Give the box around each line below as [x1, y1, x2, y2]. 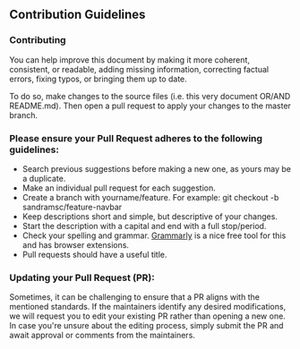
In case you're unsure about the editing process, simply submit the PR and [9, 320, 284, 331]
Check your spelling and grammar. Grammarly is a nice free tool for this [21, 230, 287, 241]
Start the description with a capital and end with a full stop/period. [21, 220, 267, 231]
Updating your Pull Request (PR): [9, 271, 155, 284]
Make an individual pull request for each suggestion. [21, 183, 217, 193]
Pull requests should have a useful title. [21, 249, 167, 260]
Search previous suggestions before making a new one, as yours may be [21, 163, 292, 174]
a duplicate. [21, 173, 66, 183]
